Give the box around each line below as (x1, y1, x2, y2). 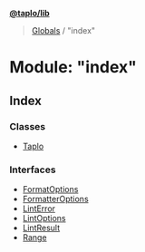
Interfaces (9, 163, 56, 176)
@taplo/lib (9, 8, 50, 18)
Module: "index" (9, 57, 138, 78)
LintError (22, 203, 56, 214)
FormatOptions (22, 184, 79, 195)
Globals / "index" (31, 25, 96, 35)
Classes (9, 120, 46, 132)
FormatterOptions (22, 194, 89, 205)
